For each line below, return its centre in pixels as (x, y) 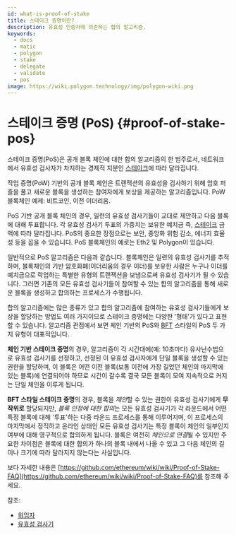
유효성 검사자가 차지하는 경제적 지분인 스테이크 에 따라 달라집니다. (110, 168)
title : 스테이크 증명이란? (41, 20)
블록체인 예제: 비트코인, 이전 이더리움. (59, 201)
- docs (23, 40)
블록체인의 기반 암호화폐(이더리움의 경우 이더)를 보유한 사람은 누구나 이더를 (125, 266)
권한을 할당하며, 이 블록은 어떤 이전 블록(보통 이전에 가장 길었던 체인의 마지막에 (116, 367)
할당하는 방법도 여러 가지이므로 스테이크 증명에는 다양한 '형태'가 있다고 (117, 317)
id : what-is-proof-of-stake (49, 14)
